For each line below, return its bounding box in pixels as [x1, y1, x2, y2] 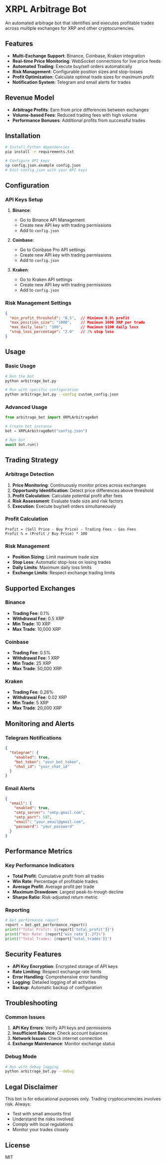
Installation [5, 132, 41, 140]
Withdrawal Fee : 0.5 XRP [12, 616, 64, 621]
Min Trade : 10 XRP [12, 620, 51, 626]
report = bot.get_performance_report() [5, 922, 88, 928]
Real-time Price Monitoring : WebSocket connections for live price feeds [12, 58, 161, 64]
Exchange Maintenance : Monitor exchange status [12, 1041, 115, 1047]
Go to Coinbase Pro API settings [19, 247, 86, 253]
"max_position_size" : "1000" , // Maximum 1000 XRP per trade [9, 320, 145, 325]
